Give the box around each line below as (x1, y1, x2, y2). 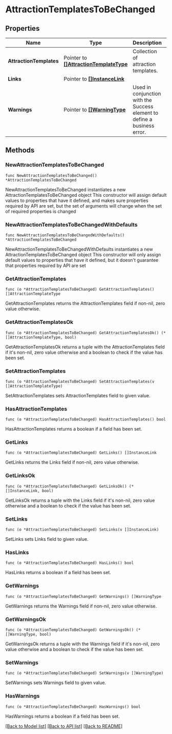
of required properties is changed (5, 208, 76, 214)
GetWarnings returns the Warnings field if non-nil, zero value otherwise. (5, 603, 157, 609)
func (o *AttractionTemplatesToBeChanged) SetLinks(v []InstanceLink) (5, 527, 159, 533)
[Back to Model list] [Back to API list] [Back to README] (5, 723, 123, 729)
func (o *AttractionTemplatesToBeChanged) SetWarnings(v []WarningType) (5, 670, 164, 676)
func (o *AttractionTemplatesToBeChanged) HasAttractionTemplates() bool (5, 417, 166, 422)
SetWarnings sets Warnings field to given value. (5, 680, 106, 686)
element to (132, 109, 159, 116)
